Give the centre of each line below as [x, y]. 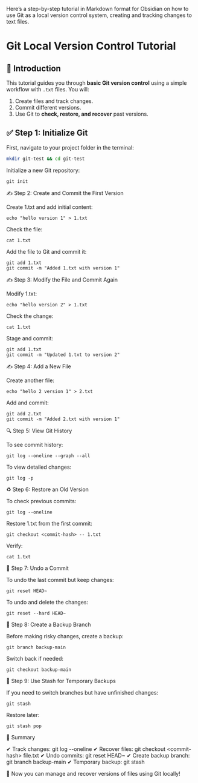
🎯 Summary [21, 737]
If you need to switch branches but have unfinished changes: [82, 692]
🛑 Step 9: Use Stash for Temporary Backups [61, 681]
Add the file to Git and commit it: [46, 251]
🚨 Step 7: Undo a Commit [38, 568]
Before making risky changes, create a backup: [65, 636]
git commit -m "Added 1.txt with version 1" [63, 268]
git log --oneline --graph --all [48, 456]
